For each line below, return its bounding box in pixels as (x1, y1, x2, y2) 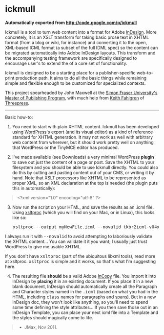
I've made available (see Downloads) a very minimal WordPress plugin (12, 154, 155, 160)
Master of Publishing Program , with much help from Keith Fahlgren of (5, 95, 144, 101)
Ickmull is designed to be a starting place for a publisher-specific (5, 70, 136, 75)
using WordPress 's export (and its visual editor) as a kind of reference (12, 129, 153, 135)
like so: (12, 215, 27, 220)
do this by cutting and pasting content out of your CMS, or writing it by (12, 169, 155, 175)
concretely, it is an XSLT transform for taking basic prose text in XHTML (5, 34, 149, 40)
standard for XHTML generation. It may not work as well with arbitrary (12, 134, 153, 140)
